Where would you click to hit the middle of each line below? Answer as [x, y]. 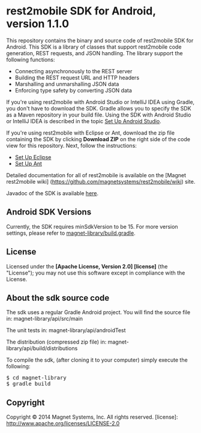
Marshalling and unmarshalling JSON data [67, 84]
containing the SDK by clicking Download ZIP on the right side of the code [98, 139]
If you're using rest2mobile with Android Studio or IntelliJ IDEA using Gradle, [100, 102]
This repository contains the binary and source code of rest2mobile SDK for [100, 40]
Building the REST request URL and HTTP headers [77, 77]
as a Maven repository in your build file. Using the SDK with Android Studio [99, 115]
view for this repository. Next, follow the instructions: [71, 145]
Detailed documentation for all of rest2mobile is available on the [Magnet [96, 175]
